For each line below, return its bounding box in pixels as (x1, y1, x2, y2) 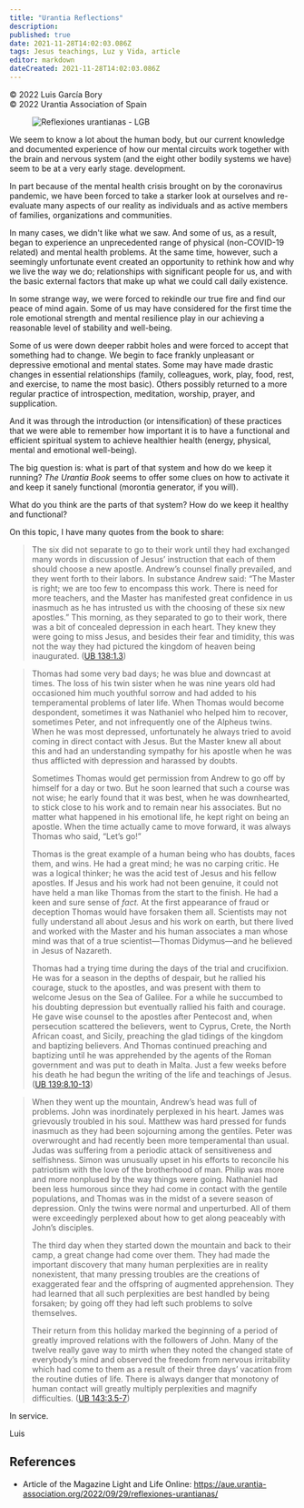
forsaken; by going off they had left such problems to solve (31, 1298, 253, 1309)
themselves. (31, 1307, 78, 1318)
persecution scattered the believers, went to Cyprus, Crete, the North (31, 1020, 291, 1031)
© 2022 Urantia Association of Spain (9, 98, 148, 109)
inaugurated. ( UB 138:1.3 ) (31, 650, 127, 661)
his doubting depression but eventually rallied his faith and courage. (31, 1001, 286, 1012)
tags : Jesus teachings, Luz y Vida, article (9, 47, 181, 56)
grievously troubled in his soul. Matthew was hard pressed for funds (31, 1116, 287, 1127)
